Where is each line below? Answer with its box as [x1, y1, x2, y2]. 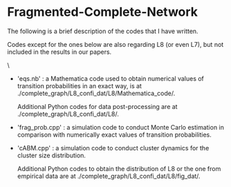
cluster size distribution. [17, 151, 86, 159]
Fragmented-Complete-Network [7, 4, 198, 20]
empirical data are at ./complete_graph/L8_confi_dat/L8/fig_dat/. [17, 172, 201, 180]
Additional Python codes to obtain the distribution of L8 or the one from [17, 164, 221, 173]
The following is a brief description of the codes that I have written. [7, 27, 198, 35]
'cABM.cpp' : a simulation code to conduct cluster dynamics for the [17, 144, 210, 152]
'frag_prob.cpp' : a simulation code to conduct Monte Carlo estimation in [17, 123, 225, 131]
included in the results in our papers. [7, 48, 112, 56]
